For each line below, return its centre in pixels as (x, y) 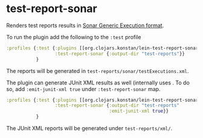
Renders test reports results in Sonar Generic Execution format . (85, 25)
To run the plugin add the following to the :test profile (74, 37)
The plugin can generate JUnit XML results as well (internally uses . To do (98, 83)
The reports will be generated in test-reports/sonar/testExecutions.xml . (98, 71)
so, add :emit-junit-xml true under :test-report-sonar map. (83, 89)
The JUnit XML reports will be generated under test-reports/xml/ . (89, 128)
